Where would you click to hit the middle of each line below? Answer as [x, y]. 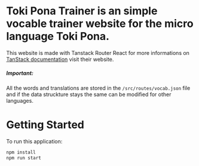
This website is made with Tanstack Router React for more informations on [98, 53]
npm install [21, 152]
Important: [20, 73]
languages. [20, 100]
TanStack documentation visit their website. [60, 59]
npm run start [24, 158]
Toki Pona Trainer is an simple [82, 11]
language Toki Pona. [58, 36]
